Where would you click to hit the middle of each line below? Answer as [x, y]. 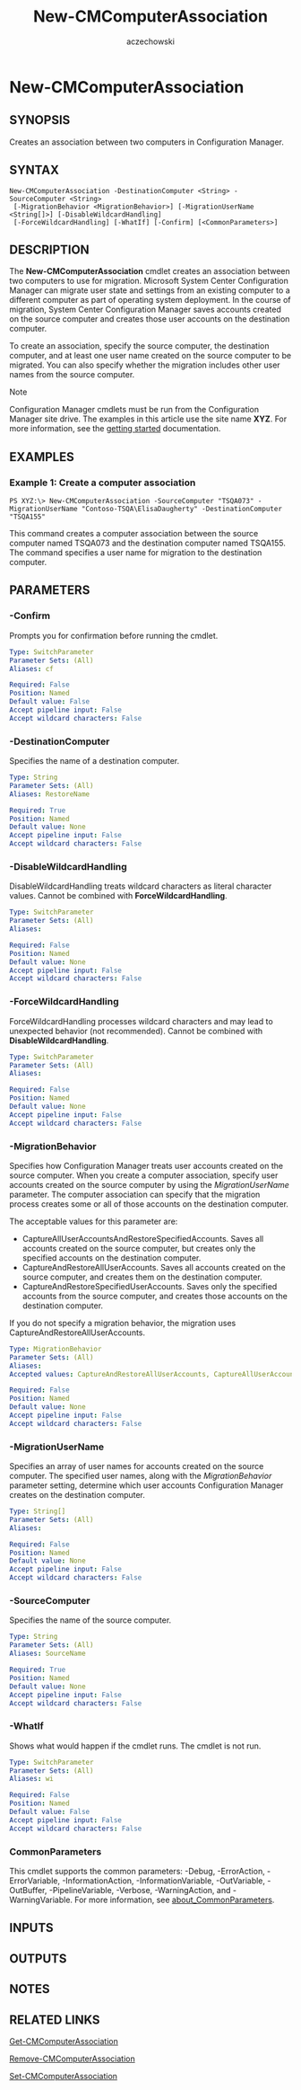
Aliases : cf [31, 669]
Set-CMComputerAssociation [64, 2076]
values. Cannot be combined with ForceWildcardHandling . [118, 896]
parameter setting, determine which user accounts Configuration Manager [146, 1485]
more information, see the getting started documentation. [115, 429]
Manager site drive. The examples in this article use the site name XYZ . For [148, 419]
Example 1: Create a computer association [103, 483]
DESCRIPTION [49, 249]
